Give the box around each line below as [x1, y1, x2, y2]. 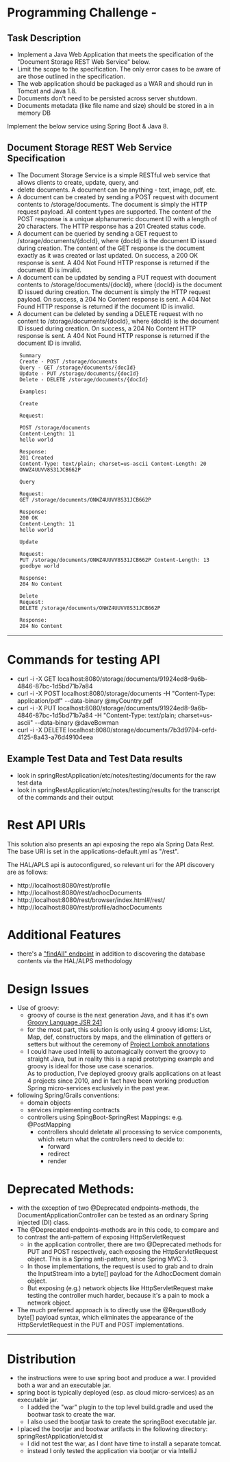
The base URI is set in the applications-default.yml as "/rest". [7, 847, 179, 855]
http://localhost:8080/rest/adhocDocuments [16, 888, 142, 897]
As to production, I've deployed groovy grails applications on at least [27, 1070, 221, 1078]
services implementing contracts [27, 1106, 120, 1114]
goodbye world [19, 562, 60, 570]
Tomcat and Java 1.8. [16, 87, 77, 95]
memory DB [16, 109, 51, 117]
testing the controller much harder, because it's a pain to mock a [27, 1292, 210, 1300]
